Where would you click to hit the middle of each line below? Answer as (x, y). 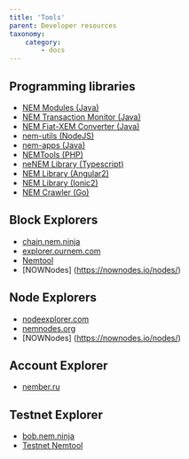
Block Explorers (54, 220)
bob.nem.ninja (48, 436)
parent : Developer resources (63, 26)
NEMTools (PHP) (53, 154)
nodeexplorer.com (55, 319)
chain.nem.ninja (51, 241)
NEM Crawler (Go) (55, 192)
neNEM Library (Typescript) (73, 164)
